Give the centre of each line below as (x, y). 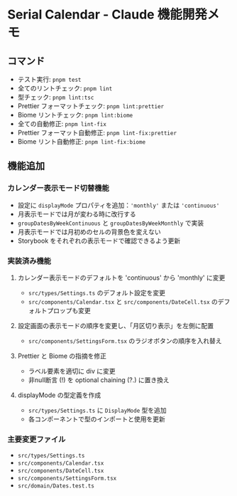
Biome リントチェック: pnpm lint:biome (75, 115)
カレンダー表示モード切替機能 (59, 188)
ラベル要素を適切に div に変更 (72, 371)
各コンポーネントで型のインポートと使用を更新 (97, 419)
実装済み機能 (29, 260)
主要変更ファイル (37, 439)
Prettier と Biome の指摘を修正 (62, 356)
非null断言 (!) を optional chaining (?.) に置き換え (99, 380)
